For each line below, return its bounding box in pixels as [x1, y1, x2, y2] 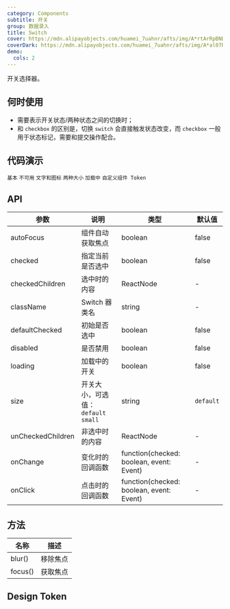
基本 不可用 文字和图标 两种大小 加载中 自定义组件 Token [7, 175, 146, 182]
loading [10, 361, 35, 371]
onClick [10, 486, 36, 495]
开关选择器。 [7, 74, 43, 82]
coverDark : [7, 42, 38, 49]
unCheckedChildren [10, 432, 75, 441]
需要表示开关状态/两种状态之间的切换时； [16, 116, 133, 124]
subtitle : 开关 [7, 16, 49, 23]
